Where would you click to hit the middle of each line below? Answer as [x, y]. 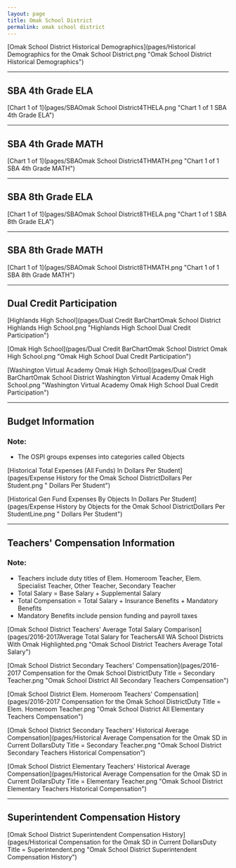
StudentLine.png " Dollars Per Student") [65, 514]
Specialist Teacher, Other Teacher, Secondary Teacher [97, 585]
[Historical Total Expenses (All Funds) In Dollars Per [82, 471]
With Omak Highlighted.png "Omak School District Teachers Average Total [115, 644]
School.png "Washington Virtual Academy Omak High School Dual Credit [113, 385]
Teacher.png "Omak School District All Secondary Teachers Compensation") [118, 680]
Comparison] [183, 629]
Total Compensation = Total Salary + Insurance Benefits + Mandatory [118, 600]
